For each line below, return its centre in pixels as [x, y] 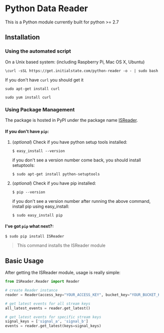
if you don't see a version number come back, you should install [76, 160]
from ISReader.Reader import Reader [42, 282]
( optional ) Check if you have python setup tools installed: [70, 142]
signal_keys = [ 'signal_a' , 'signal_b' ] [47, 322]
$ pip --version [29, 192]
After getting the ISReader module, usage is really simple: [63, 273]
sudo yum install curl [28, 97]
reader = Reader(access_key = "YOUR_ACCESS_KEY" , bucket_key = [68, 295]
